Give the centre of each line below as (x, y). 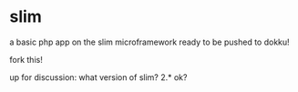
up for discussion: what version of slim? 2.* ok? (98, 77)
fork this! (26, 59)
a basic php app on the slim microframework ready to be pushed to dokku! (149, 42)
